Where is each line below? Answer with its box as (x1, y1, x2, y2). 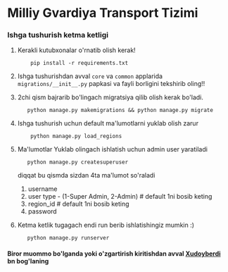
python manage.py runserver (27, 235, 110, 242)
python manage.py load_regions (30, 132, 122, 140)
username (27, 185, 58, 193)
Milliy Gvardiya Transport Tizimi (7, 5, 198, 21)
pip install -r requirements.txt (30, 60, 129, 67)
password (27, 207, 58, 216)
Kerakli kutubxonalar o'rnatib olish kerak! (17, 46, 136, 54)
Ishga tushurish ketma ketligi (7, 30, 109, 40)
